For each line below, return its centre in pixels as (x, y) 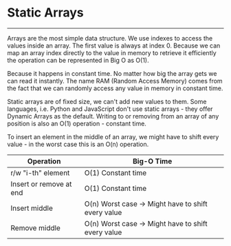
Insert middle (32, 208)
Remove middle (35, 227)
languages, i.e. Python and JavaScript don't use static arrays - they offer (110, 109)
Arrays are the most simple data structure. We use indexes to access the (110, 38)
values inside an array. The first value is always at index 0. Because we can (114, 45)
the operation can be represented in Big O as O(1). (78, 60)
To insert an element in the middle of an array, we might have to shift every (113, 136)
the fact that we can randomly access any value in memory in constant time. (115, 88)
